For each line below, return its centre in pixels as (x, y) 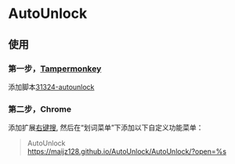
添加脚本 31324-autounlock (51, 87)
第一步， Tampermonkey (55, 69)
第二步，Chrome (40, 109)
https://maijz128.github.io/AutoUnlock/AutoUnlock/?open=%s (127, 152)
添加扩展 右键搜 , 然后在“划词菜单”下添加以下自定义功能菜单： (106, 128)
